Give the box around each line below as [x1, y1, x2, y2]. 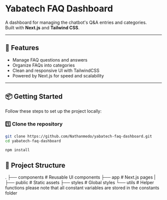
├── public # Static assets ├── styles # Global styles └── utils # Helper [5, 180, 154, 186]
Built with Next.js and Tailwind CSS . [5, 24, 80, 30]
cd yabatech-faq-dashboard [5, 138, 61, 143]
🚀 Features [5, 44, 39, 52]
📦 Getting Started [5, 92, 63, 101]
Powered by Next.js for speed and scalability [12, 72, 104, 78]
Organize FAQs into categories [12, 62, 75, 68]
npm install [5, 147, 30, 152]
